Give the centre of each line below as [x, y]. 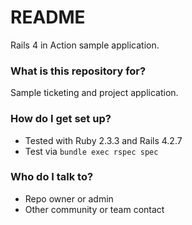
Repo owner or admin [69, 198]
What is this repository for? [78, 71]
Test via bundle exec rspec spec [91, 151]
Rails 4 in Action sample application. [85, 45]
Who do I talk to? [52, 177]
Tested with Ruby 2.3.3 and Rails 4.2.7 [103, 140]
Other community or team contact [94, 209]
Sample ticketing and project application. [94, 93]
